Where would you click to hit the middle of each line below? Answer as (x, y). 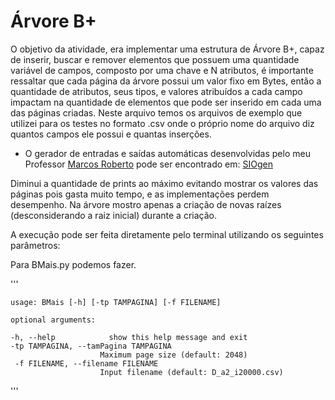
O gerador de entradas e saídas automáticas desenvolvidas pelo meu (167, 153)
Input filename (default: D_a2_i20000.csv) (191, 372)
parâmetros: (35, 245)
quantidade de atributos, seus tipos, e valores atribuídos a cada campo (156, 91)
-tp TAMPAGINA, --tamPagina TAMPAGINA (91, 346)
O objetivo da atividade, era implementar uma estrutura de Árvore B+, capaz (167, 49)
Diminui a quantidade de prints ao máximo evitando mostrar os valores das (164, 183)
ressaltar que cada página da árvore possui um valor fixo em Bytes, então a (166, 81)
